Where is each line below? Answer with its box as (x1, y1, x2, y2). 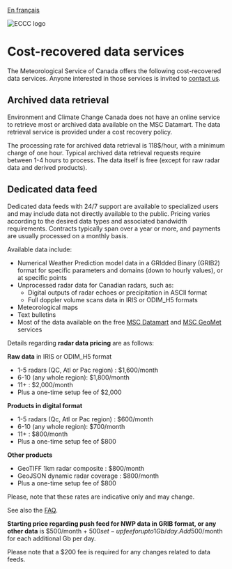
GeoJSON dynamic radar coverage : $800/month (17, 471, 159, 480)
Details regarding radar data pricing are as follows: (7, 338, 155, 347)
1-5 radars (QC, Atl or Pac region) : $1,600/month (17, 366, 159, 374)
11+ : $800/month (17, 430, 68, 438)
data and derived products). (7, 163, 88, 171)
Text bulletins (17, 310, 56, 319)
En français (7, 6, 40, 14)
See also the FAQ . (7, 506, 58, 514)
